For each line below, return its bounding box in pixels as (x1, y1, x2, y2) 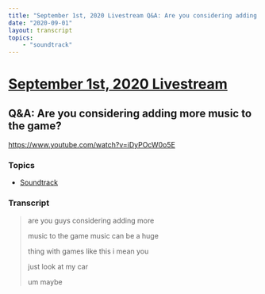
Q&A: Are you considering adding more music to (8, 106, 252, 120)
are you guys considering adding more (27, 216, 155, 225)
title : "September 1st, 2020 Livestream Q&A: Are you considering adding (8, 11, 258, 20)
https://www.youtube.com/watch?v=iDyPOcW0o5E (8, 140, 176, 150)
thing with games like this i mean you (27, 246, 149, 256)
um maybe (27, 277, 63, 286)
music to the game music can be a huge (27, 231, 159, 240)
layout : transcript (8, 26, 73, 34)
